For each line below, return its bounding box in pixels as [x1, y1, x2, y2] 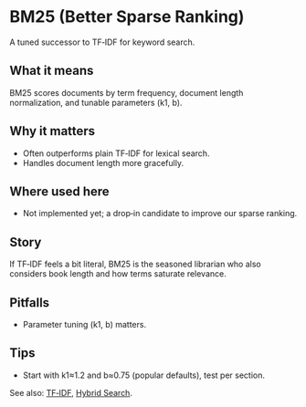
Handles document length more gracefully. [22, 157, 185, 168]
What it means [9, 63, 94, 78]
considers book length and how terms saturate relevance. [9, 268, 227, 279]
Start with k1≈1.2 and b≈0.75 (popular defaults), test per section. [22, 370, 266, 381]
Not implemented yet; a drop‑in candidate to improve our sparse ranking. [22, 208, 298, 219]
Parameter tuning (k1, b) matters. [22, 319, 147, 329]
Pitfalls [9, 295, 50, 310]
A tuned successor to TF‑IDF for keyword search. [9, 37, 195, 47]
